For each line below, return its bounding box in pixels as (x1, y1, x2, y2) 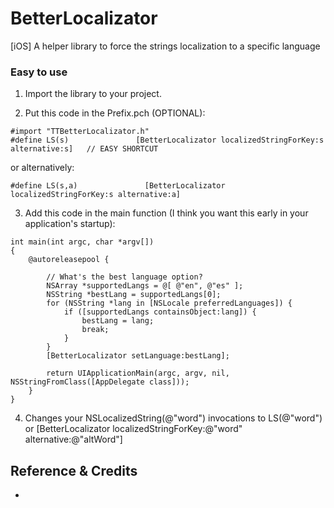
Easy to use (10, 65, 68, 79)
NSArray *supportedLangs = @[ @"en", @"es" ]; (46, 281, 244, 291)
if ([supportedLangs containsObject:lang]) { (63, 307, 257, 317)
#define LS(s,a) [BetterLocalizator (10, 181, 226, 191)
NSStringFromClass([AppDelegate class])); (10, 377, 190, 387)
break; (81, 325, 110, 335)
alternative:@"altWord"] (24, 433, 123, 446)
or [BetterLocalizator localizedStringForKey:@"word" (24, 423, 243, 435)
